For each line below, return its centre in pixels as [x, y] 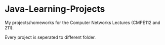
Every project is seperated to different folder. [50, 37]
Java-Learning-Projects [55, 9]
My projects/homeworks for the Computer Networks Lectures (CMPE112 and [82, 22]
